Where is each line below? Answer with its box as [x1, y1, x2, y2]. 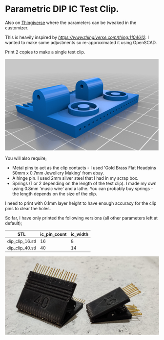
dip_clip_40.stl [7, 245, 36, 251]
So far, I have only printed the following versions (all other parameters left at [5, 215, 158, 221]
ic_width [70, 231, 89, 237]
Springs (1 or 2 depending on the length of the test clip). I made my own [12, 180, 157, 187]
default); [5, 220, 22, 226]
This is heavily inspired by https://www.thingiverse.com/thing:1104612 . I [5, 34, 149, 40]
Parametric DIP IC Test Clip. [5, 3, 119, 15]
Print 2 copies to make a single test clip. [5, 49, 85, 55]
